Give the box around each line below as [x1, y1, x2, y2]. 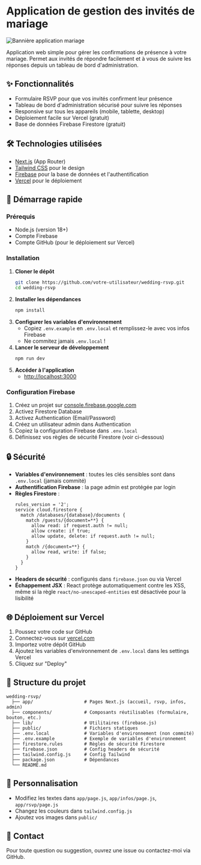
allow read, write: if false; [31, 549, 107, 555]
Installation [6, 254, 40, 263]
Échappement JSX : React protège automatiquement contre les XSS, [14, 582, 186, 589]
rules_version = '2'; [14, 502, 69, 508]
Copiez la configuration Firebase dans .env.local [14, 427, 138, 434]
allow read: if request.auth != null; [31, 523, 128, 529]
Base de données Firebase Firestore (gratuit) [14, 120, 126, 128]
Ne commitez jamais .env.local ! [23, 337, 106, 345]
